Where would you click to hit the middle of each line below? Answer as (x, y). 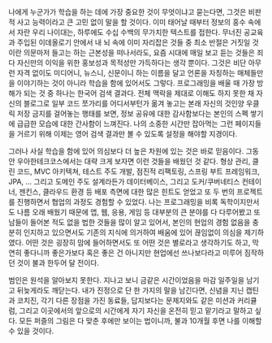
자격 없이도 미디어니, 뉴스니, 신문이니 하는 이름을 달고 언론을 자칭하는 (126, 73)
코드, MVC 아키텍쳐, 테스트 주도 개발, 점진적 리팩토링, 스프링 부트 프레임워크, (138, 171)
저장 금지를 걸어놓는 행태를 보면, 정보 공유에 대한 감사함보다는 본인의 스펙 (133, 113)
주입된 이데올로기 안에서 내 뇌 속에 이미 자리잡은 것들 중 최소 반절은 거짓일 (134, 42)
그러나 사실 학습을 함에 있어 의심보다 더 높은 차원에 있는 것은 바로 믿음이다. (126, 151)
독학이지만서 (240, 202)
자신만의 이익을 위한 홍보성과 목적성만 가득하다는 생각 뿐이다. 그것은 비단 (132, 63)
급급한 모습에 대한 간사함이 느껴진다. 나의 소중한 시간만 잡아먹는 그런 (125, 124)
